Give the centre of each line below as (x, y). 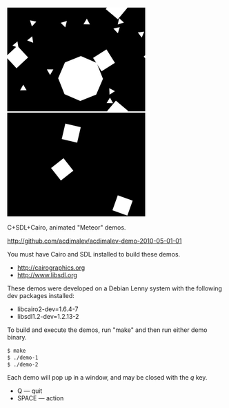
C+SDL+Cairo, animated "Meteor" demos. (67, 228)
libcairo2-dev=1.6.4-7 (48, 309)
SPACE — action (40, 398)
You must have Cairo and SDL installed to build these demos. (94, 254)
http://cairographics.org (51, 268)
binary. (17, 337)
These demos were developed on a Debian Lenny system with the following (115, 288)
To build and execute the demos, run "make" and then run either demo (107, 330)
